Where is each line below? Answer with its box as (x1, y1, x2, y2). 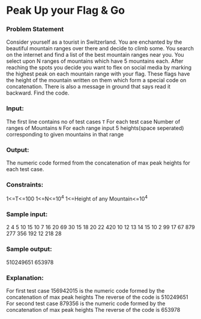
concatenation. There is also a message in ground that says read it (6, 83, 171, 90)
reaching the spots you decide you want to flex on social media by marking (6, 64, 192, 71)
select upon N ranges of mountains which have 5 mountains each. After (6, 57, 184, 65)
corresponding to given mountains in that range (6, 130, 124, 138)
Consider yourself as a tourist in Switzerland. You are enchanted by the (6, 38, 182, 45)
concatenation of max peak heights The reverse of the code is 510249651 (6, 293, 188, 300)
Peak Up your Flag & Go (6, 4, 125, 17)
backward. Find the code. (6, 89, 70, 96)
